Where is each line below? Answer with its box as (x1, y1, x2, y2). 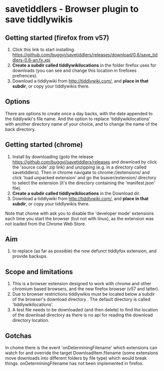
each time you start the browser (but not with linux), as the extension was (5, 215, 154, 221)
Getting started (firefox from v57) (5, 34, 109, 42)
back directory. (5, 126, 36, 132)
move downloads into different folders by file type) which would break (5, 355, 147, 361)
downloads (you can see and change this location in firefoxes (12, 67, 137, 73)
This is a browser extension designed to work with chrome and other (12, 281, 151, 287)
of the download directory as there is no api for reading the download (12, 312, 153, 318)
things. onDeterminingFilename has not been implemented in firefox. (5, 361, 144, 367)
